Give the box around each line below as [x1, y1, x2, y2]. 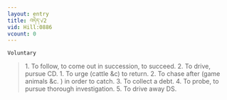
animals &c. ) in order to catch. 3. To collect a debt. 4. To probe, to [24, 77, 219, 86]
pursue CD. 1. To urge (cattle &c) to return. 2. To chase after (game [24, 70, 221, 78]
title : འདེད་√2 [7, 17, 48, 24]
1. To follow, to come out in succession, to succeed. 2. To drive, [24, 62, 211, 71]
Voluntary [7, 50, 37, 57]
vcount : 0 [7, 30, 37, 38]
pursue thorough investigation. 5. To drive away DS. [24, 84, 177, 93]
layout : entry [7, 10, 50, 18]
